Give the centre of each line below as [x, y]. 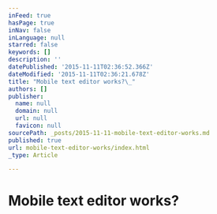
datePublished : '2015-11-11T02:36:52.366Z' [81, 67]
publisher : [26, 96]
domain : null [37, 111]
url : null [31, 118]
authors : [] [28, 89]
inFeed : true [30, 15]
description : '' [35, 60]
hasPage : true [32, 23]
